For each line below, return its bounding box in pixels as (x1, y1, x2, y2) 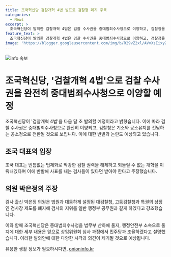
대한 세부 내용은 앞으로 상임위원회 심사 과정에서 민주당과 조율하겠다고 (14, 229, 152, 235)
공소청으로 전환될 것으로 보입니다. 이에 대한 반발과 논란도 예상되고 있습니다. (10, 131, 160, 137)
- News (10, 17, 24, 22)
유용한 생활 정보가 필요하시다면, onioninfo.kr (5, 246, 94, 252)
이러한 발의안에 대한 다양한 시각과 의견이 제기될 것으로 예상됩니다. (20, 235, 151, 241)
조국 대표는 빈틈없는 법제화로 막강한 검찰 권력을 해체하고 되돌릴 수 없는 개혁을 (5, 161, 159, 168)
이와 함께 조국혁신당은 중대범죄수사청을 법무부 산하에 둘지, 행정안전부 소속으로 (5, 222, 160, 229)
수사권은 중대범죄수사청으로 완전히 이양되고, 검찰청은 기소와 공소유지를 (10, 124, 151, 130)
